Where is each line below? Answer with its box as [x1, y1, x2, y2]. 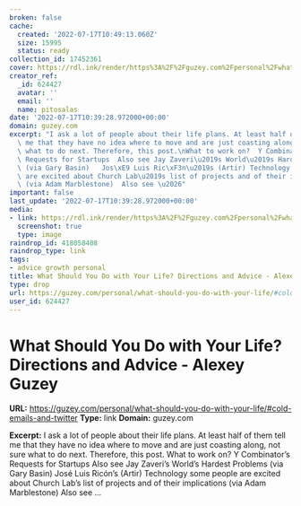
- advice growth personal [9, 264, 106, 273]
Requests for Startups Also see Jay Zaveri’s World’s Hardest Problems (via [9, 458, 284, 469]
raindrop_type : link [9, 247, 87, 256]
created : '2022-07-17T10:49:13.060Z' [17, 30, 159, 39]
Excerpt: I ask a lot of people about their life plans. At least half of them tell [9, 430, 287, 441]
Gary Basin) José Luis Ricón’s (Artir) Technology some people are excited [9, 468, 281, 479]
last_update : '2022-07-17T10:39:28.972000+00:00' [9, 196, 199, 206]
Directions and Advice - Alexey [9, 354, 245, 375]
